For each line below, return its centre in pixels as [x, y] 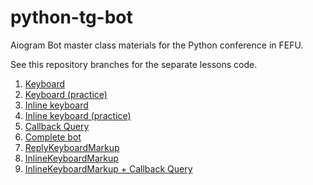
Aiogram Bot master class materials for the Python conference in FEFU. [157, 45]
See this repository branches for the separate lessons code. [134, 64]
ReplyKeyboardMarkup [72, 147]
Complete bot [53, 137]
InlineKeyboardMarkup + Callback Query [108, 168]
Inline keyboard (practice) [78, 115]
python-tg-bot [71, 17]
